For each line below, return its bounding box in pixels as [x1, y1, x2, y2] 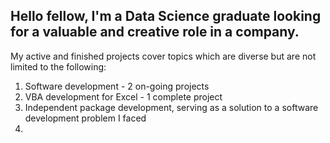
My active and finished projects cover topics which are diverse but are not [10, 50, 317, 62]
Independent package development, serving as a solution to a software [24, 101, 319, 113]
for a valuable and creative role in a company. [10, 24, 300, 41]
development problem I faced [24, 112, 147, 124]
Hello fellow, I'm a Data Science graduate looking [10, 8, 322, 25]
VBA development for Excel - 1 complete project [24, 90, 223, 103]
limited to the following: [10, 60, 107, 73]
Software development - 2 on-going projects [24, 80, 210, 92]
